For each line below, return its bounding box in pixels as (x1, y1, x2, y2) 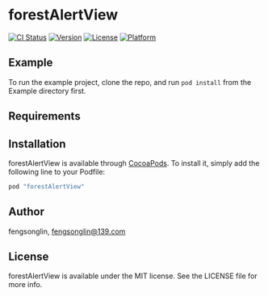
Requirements (8, 109, 81, 123)
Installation (8, 137, 66, 150)
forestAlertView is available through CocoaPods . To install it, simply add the (8, 158, 260, 167)
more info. (8, 280, 43, 290)
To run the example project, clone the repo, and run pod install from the (8, 77, 252, 87)
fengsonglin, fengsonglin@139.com (8, 226, 126, 236)
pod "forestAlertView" (8, 182, 85, 191)
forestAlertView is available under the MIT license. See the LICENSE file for (8, 271, 258, 281)
